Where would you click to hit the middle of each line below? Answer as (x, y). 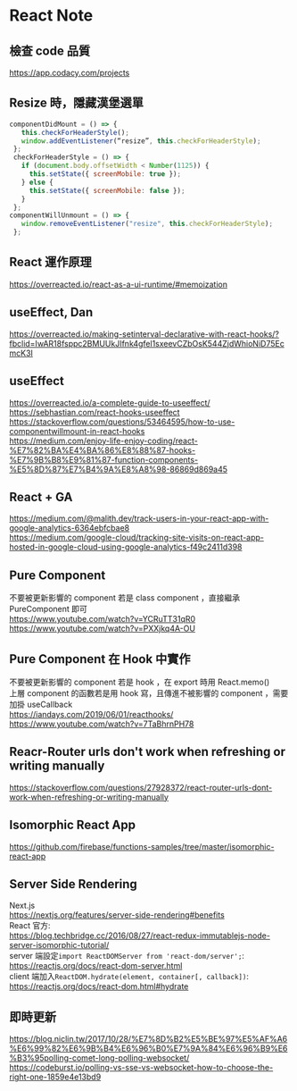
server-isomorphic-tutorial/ (59, 945)
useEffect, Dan (51, 312)
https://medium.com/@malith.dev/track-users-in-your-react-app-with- (139, 518)
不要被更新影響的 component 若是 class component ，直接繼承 (125, 598)
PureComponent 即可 (48, 609)
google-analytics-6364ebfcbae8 (70, 528)
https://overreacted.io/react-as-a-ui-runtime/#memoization (119, 284)
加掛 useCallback (41, 704)
